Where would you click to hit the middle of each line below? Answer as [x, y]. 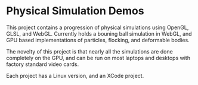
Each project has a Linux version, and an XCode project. [75, 75]
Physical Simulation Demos [75, 11]
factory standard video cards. [43, 64]
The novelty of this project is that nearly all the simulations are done [89, 51]
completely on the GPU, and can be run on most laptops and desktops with [98, 58]
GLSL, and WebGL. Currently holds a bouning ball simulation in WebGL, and [99, 33]
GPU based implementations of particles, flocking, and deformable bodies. [98, 40]
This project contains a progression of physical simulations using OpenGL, [98, 27]
